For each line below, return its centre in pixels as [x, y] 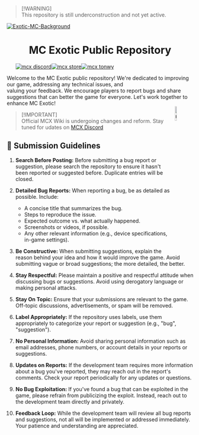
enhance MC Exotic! [31, 103]
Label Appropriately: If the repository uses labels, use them [89, 317]
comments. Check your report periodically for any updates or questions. [103, 378]
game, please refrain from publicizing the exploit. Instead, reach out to [101, 395]
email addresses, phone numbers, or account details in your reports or [101, 347]
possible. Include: [37, 196]
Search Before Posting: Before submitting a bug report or [86, 160]
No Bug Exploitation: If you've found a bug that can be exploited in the [102, 389]
